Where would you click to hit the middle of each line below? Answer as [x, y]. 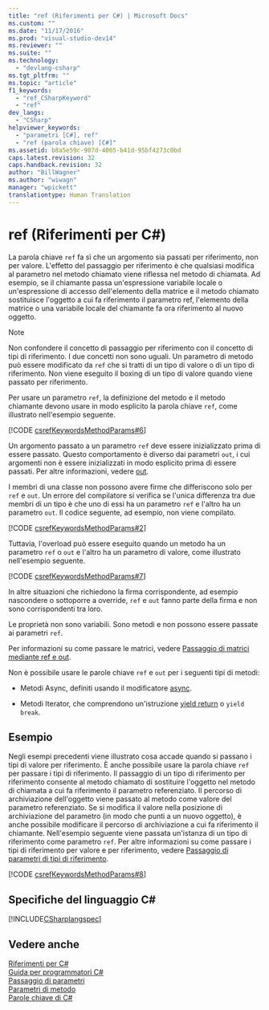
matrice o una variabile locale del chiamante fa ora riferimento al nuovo [126, 308]
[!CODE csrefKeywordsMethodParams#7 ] [77, 576]
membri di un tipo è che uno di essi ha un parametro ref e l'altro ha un [124, 503]
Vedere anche [44, 944]
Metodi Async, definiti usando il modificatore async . [106, 688]
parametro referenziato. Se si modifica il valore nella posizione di [116, 808]
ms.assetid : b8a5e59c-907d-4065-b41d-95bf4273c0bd [95, 150]
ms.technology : [34, 61]
